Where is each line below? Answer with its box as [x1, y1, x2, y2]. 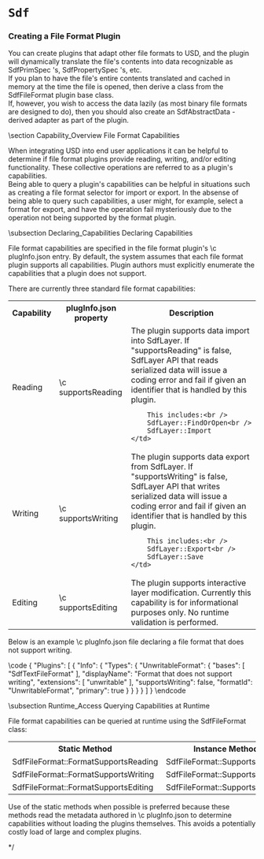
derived [8, 116, 33, 125]
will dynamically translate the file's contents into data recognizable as [8, 57, 233, 66]
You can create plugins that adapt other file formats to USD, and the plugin [8, 49, 250, 58]
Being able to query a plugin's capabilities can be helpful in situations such [8, 180, 251, 189]
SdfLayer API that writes [130, 481, 221, 492]
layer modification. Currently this [130, 587, 251, 598]
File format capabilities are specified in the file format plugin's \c [8, 244, 217, 253]
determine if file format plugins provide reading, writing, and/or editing [8, 154, 236, 164]
